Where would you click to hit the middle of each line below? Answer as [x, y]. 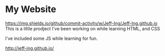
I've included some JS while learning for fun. [52, 38]
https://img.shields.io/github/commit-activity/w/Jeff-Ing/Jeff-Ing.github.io [81, 23]
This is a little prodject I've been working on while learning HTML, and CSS [82, 28]
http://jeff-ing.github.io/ [30, 48]
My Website [31, 9]
